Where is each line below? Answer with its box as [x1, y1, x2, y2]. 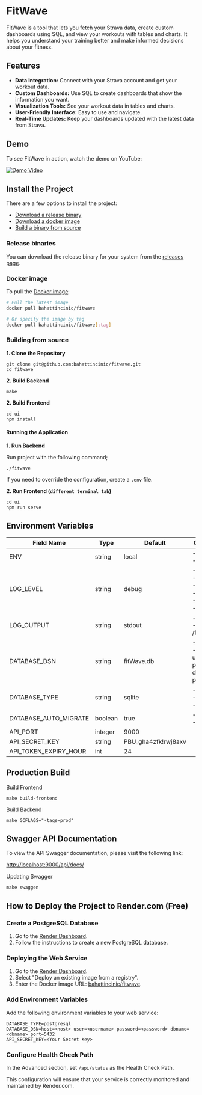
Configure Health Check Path [6, 1051, 94, 1059]
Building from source [6, 336, 69, 344]
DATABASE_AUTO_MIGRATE [9, 714, 89, 722]
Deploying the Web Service [6, 954, 88, 963]
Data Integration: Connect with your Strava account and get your [14, 76, 177, 84]
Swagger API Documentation [6, 833, 117, 844]
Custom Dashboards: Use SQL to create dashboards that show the [14, 89, 182, 97]
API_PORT [9, 728, 38, 736]
